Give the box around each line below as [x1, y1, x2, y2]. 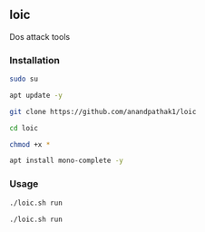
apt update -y [9, 91, 63, 100]
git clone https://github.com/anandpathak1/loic [9, 107, 197, 116]
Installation [9, 53, 61, 66]
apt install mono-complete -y [9, 156, 124, 166]
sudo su [9, 74, 39, 84]
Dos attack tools [9, 31, 71, 42]
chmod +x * [9, 140, 51, 149]
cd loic [9, 123, 39, 132]
